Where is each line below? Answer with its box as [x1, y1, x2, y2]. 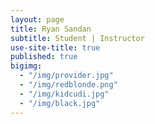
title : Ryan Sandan [10, 24, 92, 34]
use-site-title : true [10, 42, 101, 53]
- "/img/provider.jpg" [19, 71, 114, 81]
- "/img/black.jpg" [19, 98, 101, 108]
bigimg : [10, 61, 43, 71]
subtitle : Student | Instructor [10, 33, 145, 43]
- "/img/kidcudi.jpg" [19, 89, 110, 99]
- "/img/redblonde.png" [19, 80, 118, 90]
